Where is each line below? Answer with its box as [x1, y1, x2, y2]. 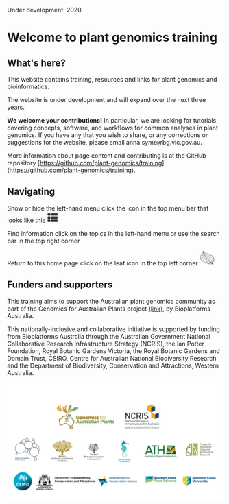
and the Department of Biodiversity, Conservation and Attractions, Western [7, 361, 219, 370]
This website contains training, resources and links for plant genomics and [7, 75, 217, 83]
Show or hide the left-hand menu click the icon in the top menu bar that [7, 204, 209, 212]
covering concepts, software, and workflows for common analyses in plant [7, 123, 218, 132]
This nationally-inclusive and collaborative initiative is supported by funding [7, 325, 221, 333]
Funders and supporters [7, 279, 113, 291]
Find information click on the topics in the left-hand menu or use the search [7, 229, 221, 237]
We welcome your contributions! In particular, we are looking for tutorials [7, 117, 217, 124]
